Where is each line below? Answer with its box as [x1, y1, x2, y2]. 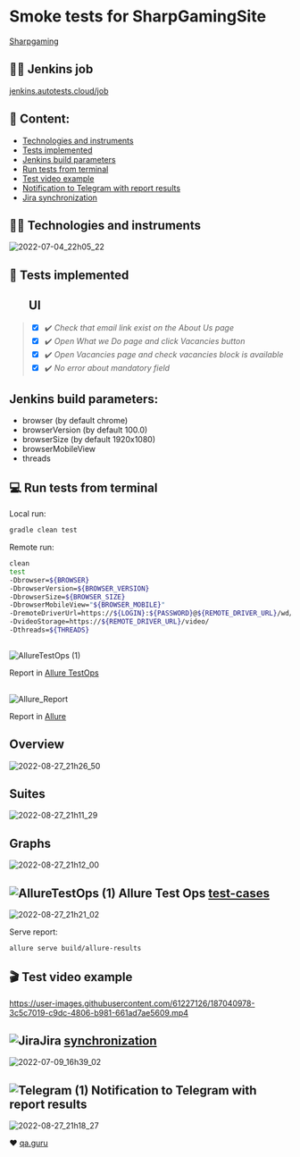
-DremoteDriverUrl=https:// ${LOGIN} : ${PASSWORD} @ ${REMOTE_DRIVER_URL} [9, 609, 278, 618]
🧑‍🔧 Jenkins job [9, 62, 94, 77]
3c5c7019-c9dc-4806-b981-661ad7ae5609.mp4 [9, 1007, 189, 1018]
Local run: [9, 508, 46, 519]
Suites [9, 786, 46, 801]
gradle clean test [9, 525, 78, 535]
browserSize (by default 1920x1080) [21, 434, 156, 445]
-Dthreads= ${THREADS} [9, 625, 90, 635]
